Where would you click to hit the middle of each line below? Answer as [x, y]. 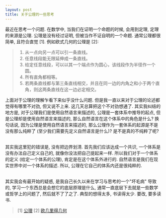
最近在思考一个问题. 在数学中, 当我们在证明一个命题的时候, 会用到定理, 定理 [82, 29]
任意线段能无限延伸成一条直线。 [57, 58]
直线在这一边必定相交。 [75, 89]
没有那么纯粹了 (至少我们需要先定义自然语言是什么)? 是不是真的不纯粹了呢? [82, 131]
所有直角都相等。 [42, 77]
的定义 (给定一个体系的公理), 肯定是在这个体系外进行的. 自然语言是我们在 [80, 159]
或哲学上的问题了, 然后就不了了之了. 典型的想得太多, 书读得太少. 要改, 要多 [81, 194]
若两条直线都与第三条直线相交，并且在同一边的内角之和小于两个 [90, 83]
